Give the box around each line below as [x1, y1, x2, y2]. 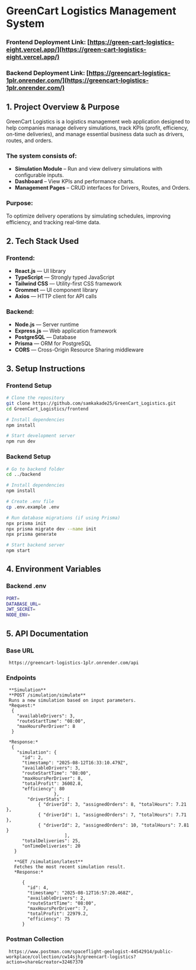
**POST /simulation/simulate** [8, 692, 86, 698]
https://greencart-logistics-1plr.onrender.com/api [8, 660, 139, 665]
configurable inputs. [14, 171, 64, 179]
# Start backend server [6, 542, 65, 548]
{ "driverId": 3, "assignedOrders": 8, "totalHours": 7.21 [37, 802, 187, 808]
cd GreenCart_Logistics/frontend [6, 406, 89, 412]
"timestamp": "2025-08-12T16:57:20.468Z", [27, 890, 134, 896]
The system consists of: [6, 152, 77, 160]
